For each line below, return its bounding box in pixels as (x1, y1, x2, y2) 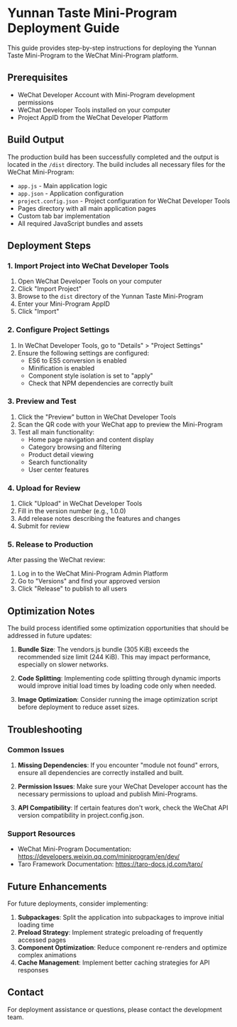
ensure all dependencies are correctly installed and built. (17, 768, 184, 776)
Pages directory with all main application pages (17, 204, 156, 212)
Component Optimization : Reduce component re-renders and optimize (17, 943, 227, 952)
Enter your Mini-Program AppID (17, 300, 110, 308)
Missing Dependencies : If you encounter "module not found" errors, (17, 761, 219, 769)
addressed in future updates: (7, 632, 92, 640)
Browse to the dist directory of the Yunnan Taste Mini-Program (17, 292, 204, 301)
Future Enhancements (7, 880, 108, 892)
